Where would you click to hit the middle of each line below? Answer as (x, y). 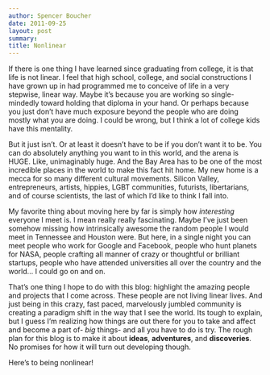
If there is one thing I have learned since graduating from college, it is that (131, 69)
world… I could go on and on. (57, 272)
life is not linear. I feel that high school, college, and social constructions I (130, 77)
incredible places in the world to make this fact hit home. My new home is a (133, 170)
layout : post (30, 31)
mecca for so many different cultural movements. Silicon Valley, (114, 179)
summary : (23, 38)
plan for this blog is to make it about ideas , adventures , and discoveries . (130, 339)
